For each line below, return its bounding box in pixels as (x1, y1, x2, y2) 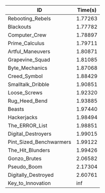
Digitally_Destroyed (8, 172, 54, 178)
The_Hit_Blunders (8, 147, 50, 153)
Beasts (8, 106, 24, 112)
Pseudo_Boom (8, 163, 43, 170)
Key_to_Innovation (8, 180, 51, 186)
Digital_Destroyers (8, 130, 52, 137)
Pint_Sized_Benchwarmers (8, 139, 72, 145)
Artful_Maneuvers (8, 48, 51, 55)
